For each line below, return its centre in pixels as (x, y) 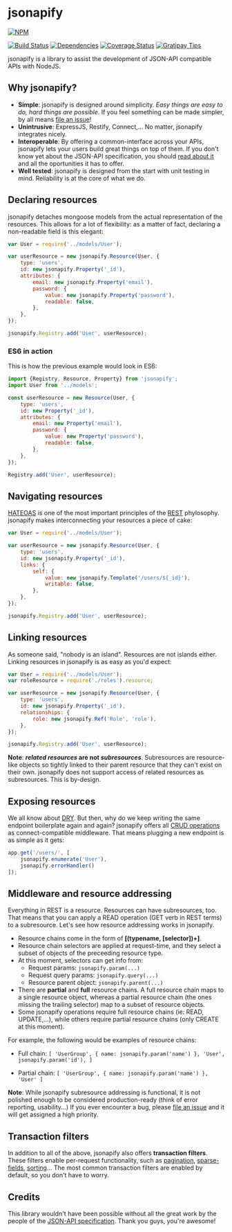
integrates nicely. (42, 134)
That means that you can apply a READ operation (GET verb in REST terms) (115, 918)
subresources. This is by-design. (55, 780)
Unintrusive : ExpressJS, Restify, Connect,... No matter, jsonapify (110, 127)
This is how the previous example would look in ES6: (83, 366)
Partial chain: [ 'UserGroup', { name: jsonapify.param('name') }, (113, 1073)
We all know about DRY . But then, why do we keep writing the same (104, 818)
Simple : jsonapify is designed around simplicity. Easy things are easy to (120, 105)
